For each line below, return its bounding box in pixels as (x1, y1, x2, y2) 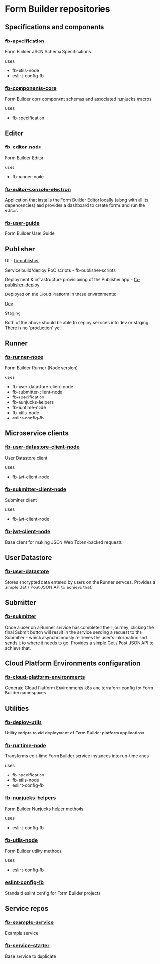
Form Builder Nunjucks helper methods (5, 806, 84, 812)
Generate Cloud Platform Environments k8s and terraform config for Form (5, 685, 154, 691)
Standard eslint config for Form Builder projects (5, 890, 101, 896)
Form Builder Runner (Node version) (5, 365, 78, 371)
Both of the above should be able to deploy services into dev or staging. (5, 320, 150, 326)
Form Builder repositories (5, 3, 111, 15)
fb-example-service (5, 919, 54, 926)
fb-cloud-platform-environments (5, 673, 85, 680)
